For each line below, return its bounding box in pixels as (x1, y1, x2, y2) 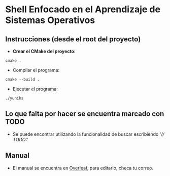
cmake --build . (5, 77, 40, 82)
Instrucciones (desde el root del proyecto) (5, 35, 141, 43)
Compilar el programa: (12, 67, 60, 73)
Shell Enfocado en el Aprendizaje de (5, 4, 161, 15)
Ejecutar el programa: (12, 86, 58, 92)
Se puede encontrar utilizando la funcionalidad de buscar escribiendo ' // (12, 131, 164, 137)
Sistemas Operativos (5, 14, 95, 26)
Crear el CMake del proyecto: (12, 48, 76, 54)
